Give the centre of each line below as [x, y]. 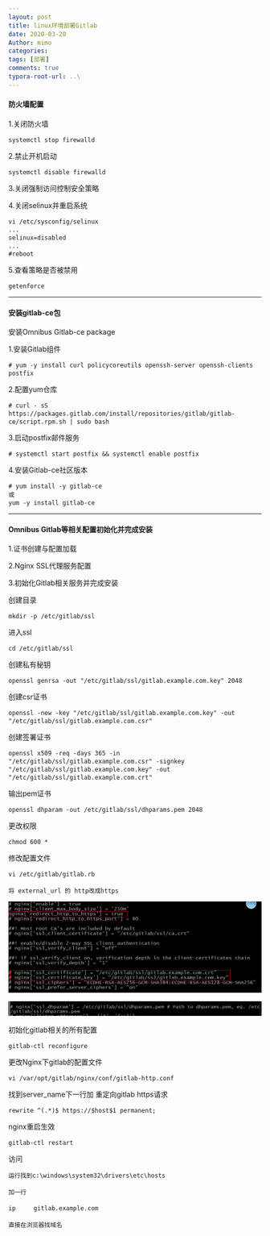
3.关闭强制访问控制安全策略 [54, 188]
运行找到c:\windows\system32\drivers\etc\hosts [87, 1176]
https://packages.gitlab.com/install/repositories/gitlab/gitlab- [122, 414]
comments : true [34, 69]
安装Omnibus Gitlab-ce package [62, 332]
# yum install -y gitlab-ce [55, 487]
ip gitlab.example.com [53, 1209]
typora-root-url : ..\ [45, 77]
